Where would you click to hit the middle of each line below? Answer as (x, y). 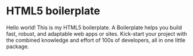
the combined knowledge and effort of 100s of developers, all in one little (96, 40)
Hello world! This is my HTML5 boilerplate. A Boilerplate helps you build (94, 27)
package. (18, 46)
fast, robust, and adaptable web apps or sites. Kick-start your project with (97, 33)
